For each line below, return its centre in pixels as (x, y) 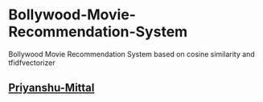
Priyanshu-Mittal (51, 88)
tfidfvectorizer (32, 63)
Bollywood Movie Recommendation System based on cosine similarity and (131, 54)
